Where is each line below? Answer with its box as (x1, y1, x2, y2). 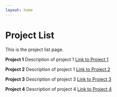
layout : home (5, 7, 33, 13)
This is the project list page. (5, 46, 64, 53)
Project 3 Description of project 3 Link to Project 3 (5, 76, 111, 82)
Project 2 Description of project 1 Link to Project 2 (5, 66, 111, 72)
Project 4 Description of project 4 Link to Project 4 (5, 86, 112, 92)
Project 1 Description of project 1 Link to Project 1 (5, 56, 109, 62)
